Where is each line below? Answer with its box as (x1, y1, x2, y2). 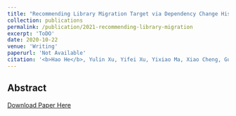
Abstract (7, 82, 47, 94)
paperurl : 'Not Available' (7, 50, 86, 57)
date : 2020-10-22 (7, 37, 58, 44)
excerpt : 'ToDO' (7, 30, 55, 37)
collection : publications (7, 17, 83, 24)
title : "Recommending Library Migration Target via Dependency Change (7, 10, 218, 18)
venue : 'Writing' (7, 43, 58, 50)
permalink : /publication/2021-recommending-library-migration (7, 23, 193, 30)
